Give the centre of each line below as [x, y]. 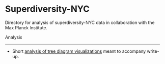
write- [153, 51]
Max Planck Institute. [26, 27]
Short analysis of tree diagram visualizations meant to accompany [79, 51]
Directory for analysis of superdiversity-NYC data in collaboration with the [80, 22]
